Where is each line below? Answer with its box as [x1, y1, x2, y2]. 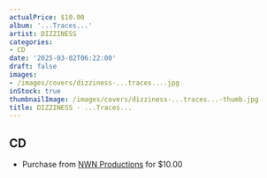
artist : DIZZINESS [9, 29, 77, 38]
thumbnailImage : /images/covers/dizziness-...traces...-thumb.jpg [9, 94, 259, 104]
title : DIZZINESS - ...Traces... [9, 103, 133, 112]
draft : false [9, 63, 57, 71]
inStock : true [9, 86, 62, 95]
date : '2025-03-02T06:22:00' [9, 54, 117, 63]
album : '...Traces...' [9, 21, 93, 30]
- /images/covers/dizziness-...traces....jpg [9, 78, 179, 87]
